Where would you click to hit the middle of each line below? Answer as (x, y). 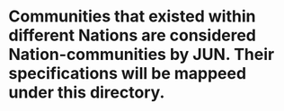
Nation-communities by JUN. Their (142, 55)
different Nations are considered (133, 35)
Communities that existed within (132, 17)
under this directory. (87, 93)
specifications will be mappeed (128, 74)
